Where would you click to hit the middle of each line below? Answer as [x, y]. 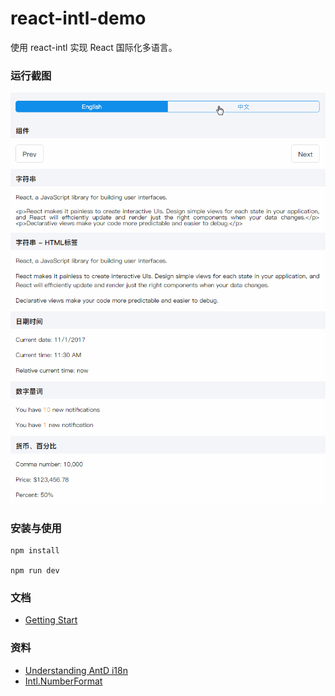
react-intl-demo [78, 18]
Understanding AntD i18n [76, 670]
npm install [35, 550]
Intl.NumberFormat [63, 681]
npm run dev [35, 570]
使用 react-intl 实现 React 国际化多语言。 [94, 47]
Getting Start [51, 620]
